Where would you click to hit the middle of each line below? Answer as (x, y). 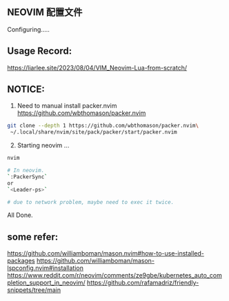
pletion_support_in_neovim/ (46, 283)
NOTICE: (26, 89)
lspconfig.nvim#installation (46, 268)
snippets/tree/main (34, 290)
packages (21, 261)
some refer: (33, 237)
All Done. (20, 215)
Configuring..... (29, 29)
